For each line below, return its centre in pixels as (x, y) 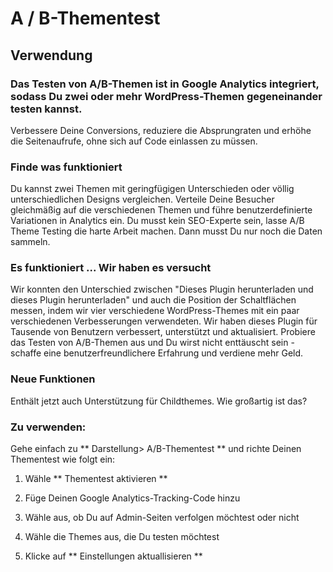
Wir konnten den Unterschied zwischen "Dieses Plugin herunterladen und (162, 289)
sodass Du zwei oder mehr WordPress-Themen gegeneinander (166, 96)
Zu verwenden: (48, 427)
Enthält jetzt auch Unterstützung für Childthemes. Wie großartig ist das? (159, 401)
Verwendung (51, 55)
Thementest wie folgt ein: (63, 459)
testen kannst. (46, 109)
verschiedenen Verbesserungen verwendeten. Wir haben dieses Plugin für (164, 321)
